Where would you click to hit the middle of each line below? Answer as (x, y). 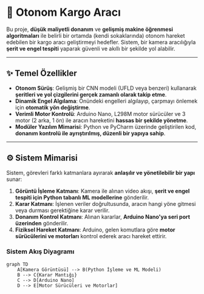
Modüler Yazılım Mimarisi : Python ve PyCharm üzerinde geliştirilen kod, (106, 126)
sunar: (14, 179)
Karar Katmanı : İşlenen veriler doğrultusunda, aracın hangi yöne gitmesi (105, 203)
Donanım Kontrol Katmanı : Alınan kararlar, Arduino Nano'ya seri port (102, 217)
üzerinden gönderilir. (42, 223)
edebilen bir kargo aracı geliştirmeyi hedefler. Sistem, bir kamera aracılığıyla (101, 42)
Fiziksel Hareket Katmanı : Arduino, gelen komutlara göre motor (95, 230)
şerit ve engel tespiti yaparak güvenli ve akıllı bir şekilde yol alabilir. (91, 49)
